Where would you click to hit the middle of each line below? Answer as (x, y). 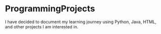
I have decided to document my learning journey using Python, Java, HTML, (81, 22)
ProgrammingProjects (50, 9)
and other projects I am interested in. (42, 26)
